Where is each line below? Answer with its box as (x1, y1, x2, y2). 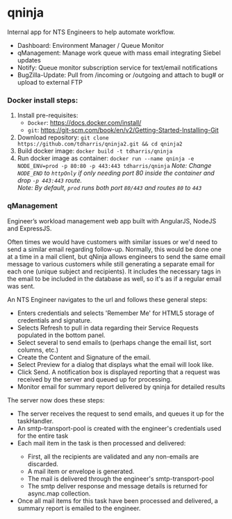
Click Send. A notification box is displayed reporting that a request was (17, 368, 221, 376)
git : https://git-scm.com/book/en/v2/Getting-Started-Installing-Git (27, 126, 219, 135)
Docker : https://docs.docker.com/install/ (27, 119, 142, 127)
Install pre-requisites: (17, 111, 78, 119)
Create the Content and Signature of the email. (17, 352, 151, 361)
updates (17, 56, 42, 64)
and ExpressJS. (7, 224, 52, 232)
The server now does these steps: (7, 395, 106, 404)
